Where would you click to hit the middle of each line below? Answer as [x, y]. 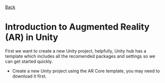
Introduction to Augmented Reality [77, 27]
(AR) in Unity [32, 38]
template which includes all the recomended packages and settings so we [80, 56]
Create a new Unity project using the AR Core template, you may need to [86, 71]
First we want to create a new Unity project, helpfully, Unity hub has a [76, 51]
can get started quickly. [29, 61]
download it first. [29, 76]
